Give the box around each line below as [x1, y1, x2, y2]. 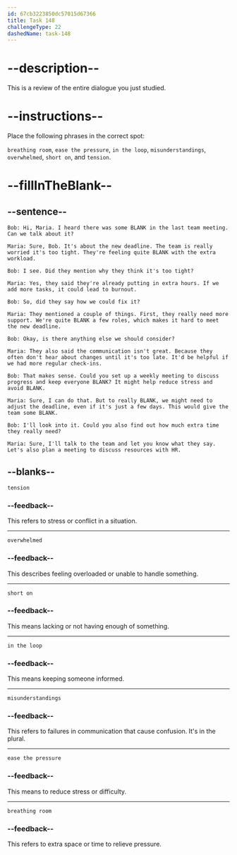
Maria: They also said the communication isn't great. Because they [7, 348, 213, 355]
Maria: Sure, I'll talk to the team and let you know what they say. [7, 440, 217, 448]
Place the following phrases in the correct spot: [7, 132, 145, 140]
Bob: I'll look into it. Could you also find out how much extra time [7, 422, 219, 429]
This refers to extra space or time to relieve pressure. [7, 840, 162, 849]
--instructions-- [7, 109, 104, 124]
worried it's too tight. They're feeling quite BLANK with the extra [7, 249, 217, 256]
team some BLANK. [7, 410, 59, 417]
